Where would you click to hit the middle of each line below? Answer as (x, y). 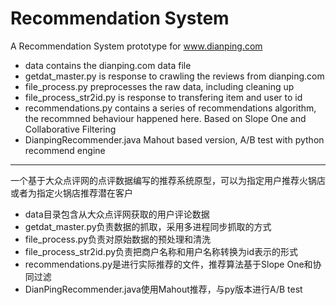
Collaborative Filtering (70, 129)
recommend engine (65, 150)
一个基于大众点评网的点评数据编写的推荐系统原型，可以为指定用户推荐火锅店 (168, 180)
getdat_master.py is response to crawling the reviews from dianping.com (174, 76)
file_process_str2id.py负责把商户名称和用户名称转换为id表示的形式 (161, 251)
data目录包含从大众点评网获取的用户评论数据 (117, 214)
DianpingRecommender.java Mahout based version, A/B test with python (174, 139)
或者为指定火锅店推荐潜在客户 (71, 193)
